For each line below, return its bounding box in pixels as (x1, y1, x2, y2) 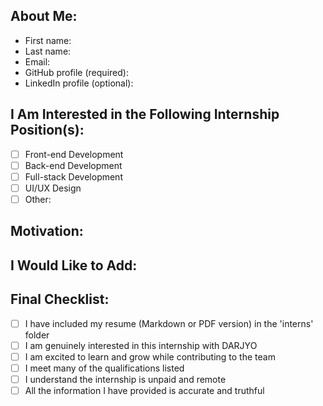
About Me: (10, 8, 78, 25)
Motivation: (10, 223, 84, 240)
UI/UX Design (24, 182, 82, 194)
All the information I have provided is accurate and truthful (24, 384, 265, 396)
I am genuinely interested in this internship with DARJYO (24, 339, 258, 351)
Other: (24, 193, 52, 205)
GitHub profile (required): (24, 66, 129, 78)
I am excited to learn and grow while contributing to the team (24, 350, 276, 363)
